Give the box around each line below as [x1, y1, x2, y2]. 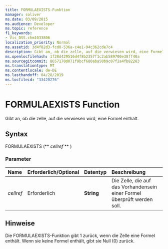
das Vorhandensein [111, 183, 157, 190]
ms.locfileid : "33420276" [5, 77, 59, 82]
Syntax [5, 130, 28, 138]
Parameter [5, 156, 31, 163]
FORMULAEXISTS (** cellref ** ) [5, 143, 72, 149]
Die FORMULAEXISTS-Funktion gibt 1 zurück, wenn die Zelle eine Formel [5, 232, 155, 238]
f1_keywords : [5, 31, 32, 36]
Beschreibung [111, 168, 146, 175]
